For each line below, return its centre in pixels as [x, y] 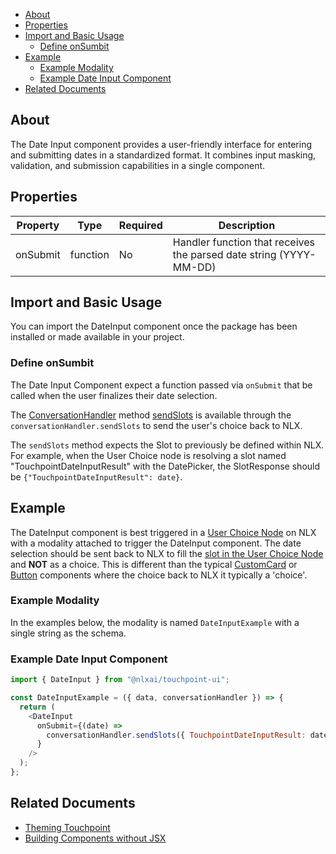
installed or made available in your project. [97, 337]
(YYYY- [297, 254]
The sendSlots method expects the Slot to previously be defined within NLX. [167, 445]
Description [247, 225]
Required [140, 225]
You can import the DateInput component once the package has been [154, 326]
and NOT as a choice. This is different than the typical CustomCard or [154, 564]
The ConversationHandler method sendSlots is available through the [151, 415]
